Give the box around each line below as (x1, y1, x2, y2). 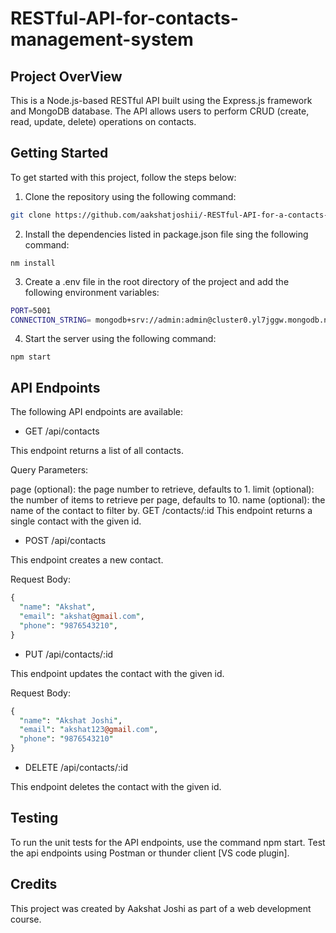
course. (10, 913, 42, 925)
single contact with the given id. (10, 515, 142, 527)
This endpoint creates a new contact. (10, 554, 164, 566)
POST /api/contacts (24, 535, 107, 547)
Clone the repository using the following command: (24, 190, 237, 202)
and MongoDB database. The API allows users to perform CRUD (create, (10, 105, 310, 117)
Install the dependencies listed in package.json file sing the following (24, 228, 309, 240)
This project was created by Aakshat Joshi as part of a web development (10, 902, 312, 914)
